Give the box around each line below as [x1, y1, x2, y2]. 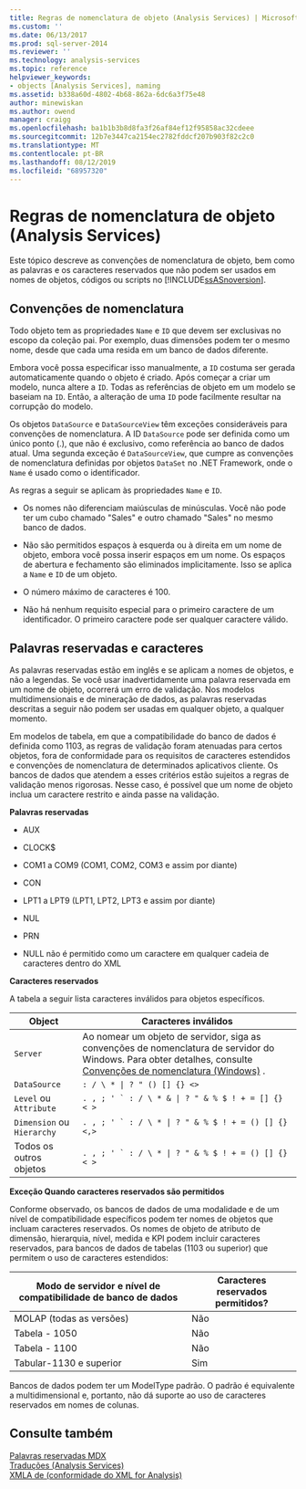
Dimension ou [14, 1116, 70, 1128]
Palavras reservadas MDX [9, 1450, 107, 1461]
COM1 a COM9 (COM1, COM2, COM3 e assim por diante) [22, 859, 238, 870]
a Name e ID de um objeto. [22, 569, 118, 580]
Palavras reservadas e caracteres [9, 640, 204, 655]
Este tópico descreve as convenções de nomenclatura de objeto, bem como [9, 255, 295, 266]
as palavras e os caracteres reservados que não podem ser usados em [9, 265, 276, 276]
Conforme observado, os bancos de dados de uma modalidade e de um [9, 1203, 280, 1214]
